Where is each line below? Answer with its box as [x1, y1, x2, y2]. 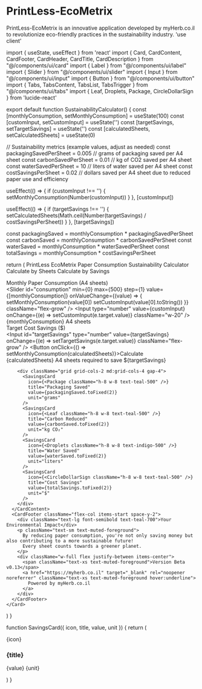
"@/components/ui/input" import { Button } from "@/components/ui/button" [6, 75, 195, 82]
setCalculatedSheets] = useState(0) [6, 131, 96, 139]
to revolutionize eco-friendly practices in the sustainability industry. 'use [6, 30, 186, 38]
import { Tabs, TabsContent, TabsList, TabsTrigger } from [6, 81, 148, 88]
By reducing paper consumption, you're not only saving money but [22, 532, 194, 539]
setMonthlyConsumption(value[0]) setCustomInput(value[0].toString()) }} [6, 298, 189, 305]
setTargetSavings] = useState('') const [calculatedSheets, [6, 125, 150, 132]
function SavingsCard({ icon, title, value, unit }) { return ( [6, 624, 147, 631]
